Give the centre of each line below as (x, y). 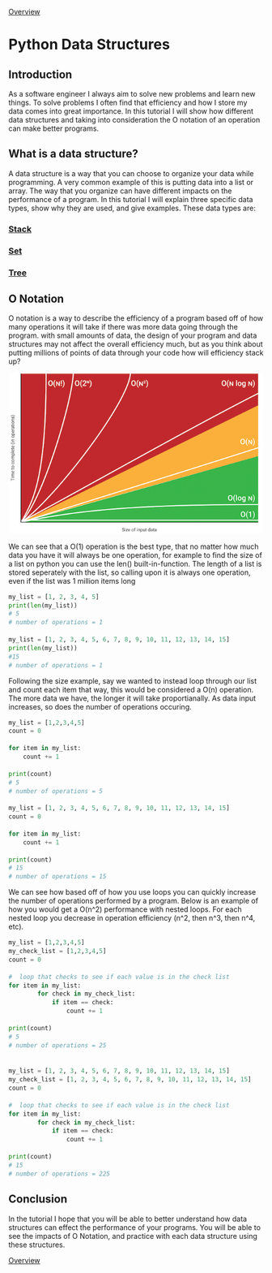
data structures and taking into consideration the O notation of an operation (134, 120)
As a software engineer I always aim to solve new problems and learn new (132, 94)
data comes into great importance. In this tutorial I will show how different (131, 111)
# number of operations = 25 (57, 1045)
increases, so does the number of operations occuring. (100, 706)
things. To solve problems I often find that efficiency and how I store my (128, 102)
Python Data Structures (89, 45)
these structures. (37, 1245)
